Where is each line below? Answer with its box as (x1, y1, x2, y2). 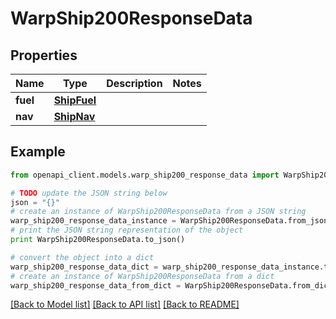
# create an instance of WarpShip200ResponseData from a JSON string (10, 207, 307, 217)
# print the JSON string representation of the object (10, 225, 244, 236)
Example (10, 143, 66, 161)
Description (106, 77, 163, 90)
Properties (10, 47, 78, 64)
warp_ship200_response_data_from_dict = (10, 280, 182, 291)
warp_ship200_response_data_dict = (10, 262, 159, 272)
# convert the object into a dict (10, 252, 155, 262)
